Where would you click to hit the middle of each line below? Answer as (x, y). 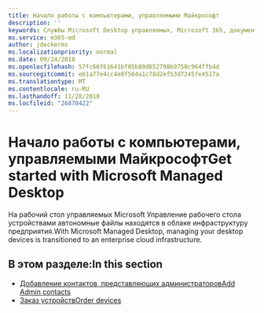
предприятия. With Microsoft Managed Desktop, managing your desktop (126, 231)
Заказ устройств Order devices (70, 300)
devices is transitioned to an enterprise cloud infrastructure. (105, 240)
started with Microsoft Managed (115, 176)
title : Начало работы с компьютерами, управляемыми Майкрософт (114, 15)
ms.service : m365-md (42, 37)
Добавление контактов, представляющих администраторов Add (127, 283)
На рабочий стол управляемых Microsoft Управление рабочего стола (125, 214)
